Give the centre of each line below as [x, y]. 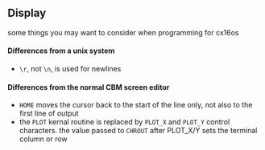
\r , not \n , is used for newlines [70, 69]
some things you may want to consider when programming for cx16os [123, 32]
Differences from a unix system [61, 51]
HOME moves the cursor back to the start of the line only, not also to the [136, 105]
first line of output [49, 114]
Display [27, 13]
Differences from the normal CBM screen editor [89, 87]
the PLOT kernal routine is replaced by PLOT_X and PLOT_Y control [124, 122]
